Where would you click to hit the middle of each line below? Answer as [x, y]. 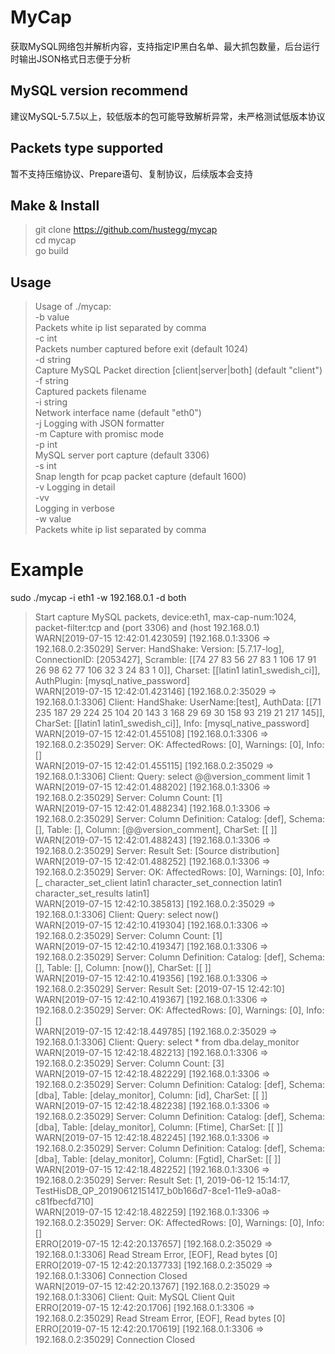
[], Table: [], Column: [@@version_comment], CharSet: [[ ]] [156, 830]
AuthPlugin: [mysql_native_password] [112, 681]
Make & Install [55, 205]
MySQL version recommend [99, 91]
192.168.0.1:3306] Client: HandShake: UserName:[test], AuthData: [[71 [178, 702]
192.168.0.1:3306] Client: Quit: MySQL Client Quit [134, 1297]
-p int [46, 445]
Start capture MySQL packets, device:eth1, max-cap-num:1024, [165, 617]
